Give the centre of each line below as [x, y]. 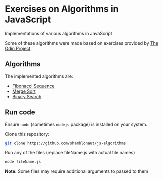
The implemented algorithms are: [39, 76]
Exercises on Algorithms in [62, 9]
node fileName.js [23, 162]
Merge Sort [24, 91]
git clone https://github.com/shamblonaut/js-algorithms [66, 143]
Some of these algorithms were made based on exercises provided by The [82, 43]
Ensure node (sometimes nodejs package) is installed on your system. [76, 124]
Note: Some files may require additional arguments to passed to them [77, 171]
